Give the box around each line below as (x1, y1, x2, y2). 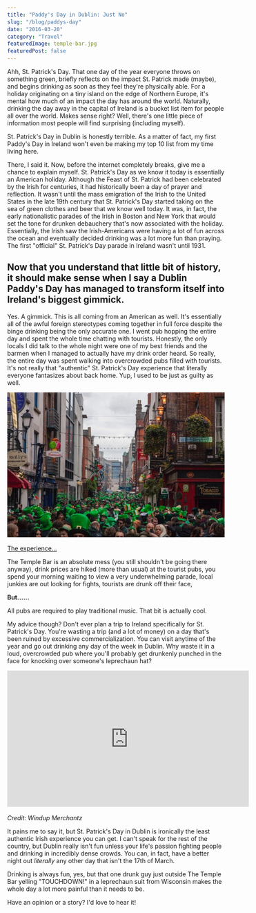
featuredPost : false (7, 48, 67, 55)
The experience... (7, 544, 57, 552)
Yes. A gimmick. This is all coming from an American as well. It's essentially (7, 312, 222, 320)
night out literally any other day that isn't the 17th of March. (7, 856, 175, 865)
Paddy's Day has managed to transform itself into (7, 283, 225, 295)
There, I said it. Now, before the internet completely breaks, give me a (7, 161, 206, 169)
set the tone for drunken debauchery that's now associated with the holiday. (7, 219, 224, 228)
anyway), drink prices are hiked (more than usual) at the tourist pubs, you (7, 565, 216, 573)
